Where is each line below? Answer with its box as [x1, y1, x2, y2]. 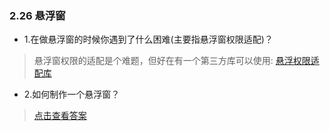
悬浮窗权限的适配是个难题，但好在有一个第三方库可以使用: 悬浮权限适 [33, 55, 320, 67]
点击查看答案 [33, 110, 87, 122]
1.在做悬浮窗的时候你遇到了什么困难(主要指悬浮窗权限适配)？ [23, 33, 274, 46]
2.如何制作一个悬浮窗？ [23, 88, 121, 101]
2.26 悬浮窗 [9, 8, 66, 22]
